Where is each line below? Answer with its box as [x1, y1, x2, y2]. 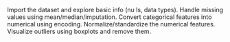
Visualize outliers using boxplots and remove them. [7, 27, 152, 35]
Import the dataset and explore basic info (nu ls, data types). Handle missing [7, 6, 224, 14]
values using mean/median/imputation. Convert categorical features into [7, 13, 212, 21]
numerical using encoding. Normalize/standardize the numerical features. [7, 20, 216, 28]
